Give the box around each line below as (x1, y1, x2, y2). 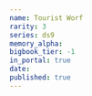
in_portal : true (9, 56, 71, 65)
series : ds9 (9, 30, 55, 39)
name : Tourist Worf (9, 13, 84, 23)
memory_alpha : (9, 38, 64, 48)
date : (9, 65, 30, 74)
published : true (9, 73, 71, 82)
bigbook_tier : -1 (9, 48, 76, 57)
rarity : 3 (9, 22, 47, 31)
